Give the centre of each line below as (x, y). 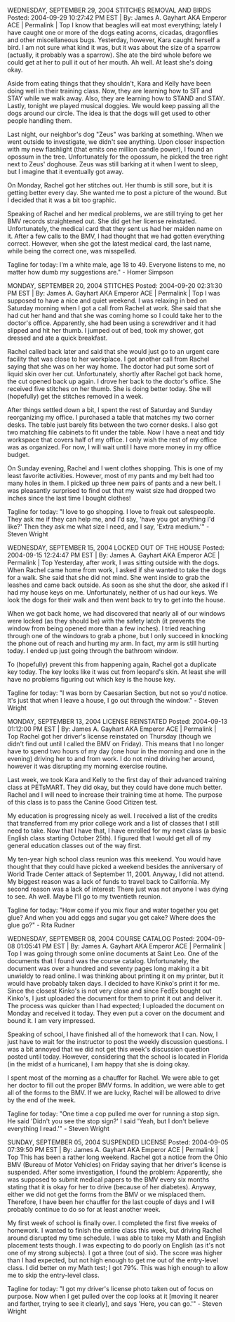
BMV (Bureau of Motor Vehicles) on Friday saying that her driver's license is (117, 1164)
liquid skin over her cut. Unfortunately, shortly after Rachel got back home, (115, 374)
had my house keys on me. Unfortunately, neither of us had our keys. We (113, 592)
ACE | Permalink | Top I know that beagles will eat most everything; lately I (114, 25)
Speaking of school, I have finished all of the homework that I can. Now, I (113, 1034)
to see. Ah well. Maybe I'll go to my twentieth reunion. (85, 897)
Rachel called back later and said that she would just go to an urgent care (113, 351)
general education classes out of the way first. (74, 846)
